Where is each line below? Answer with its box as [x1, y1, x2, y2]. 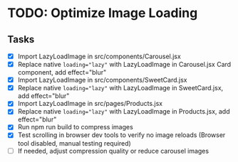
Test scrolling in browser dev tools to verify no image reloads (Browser [17, 131, 226, 139]
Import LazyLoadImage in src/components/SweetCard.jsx [17, 76, 187, 85]
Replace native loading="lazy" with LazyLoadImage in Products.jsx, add [17, 107, 230, 116]
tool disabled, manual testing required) [17, 139, 132, 147]
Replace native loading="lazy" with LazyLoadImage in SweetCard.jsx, [17, 84, 224, 92]
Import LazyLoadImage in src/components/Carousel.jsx [17, 52, 182, 60]
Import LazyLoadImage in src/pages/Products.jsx [17, 99, 163, 108]
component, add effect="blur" [17, 68, 107, 77]
